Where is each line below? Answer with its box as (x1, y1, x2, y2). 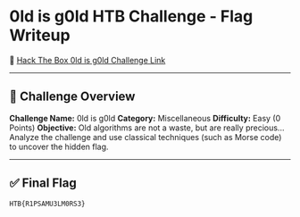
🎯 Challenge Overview (9, 89, 136, 104)
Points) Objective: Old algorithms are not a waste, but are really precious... (9, 122, 285, 133)
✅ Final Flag (9, 176, 78, 191)
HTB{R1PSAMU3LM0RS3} (9, 199, 87, 208)
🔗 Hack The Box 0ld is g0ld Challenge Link (9, 54, 166, 65)
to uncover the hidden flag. (9, 141, 109, 152)
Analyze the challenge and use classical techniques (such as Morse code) (9, 131, 282, 142)
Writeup (9, 25, 71, 46)
